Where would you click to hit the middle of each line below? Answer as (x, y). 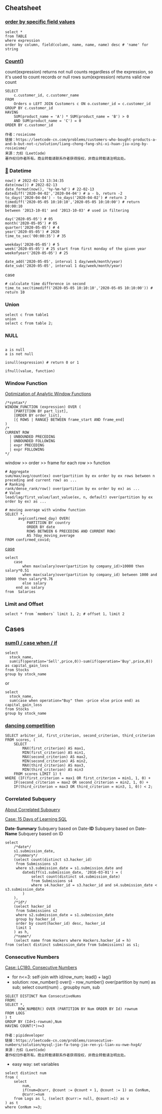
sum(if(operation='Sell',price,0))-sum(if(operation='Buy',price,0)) (81, 662)
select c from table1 (27, 315)
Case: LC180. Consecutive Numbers (41, 968)
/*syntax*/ (16, 403)
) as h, (21, 932)
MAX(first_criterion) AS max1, (54, 749)
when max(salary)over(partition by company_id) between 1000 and (90, 575)
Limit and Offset (24, 604)
